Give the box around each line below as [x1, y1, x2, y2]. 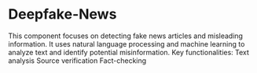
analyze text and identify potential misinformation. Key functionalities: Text [8, 47, 250, 57]
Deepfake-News [8, 5, 117, 23]
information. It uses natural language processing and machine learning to [8, 39, 245, 48]
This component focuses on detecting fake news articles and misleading [8, 31, 244, 40]
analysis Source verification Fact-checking [8, 56, 147, 65]
